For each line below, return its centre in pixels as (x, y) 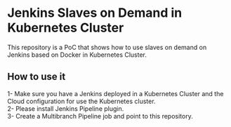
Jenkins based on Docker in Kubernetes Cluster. (77, 55)
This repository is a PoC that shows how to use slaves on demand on (107, 47)
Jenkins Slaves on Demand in (95, 13)
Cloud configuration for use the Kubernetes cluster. (81, 101)
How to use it (37, 77)
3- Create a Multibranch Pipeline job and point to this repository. (100, 116)
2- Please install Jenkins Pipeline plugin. (66, 108)
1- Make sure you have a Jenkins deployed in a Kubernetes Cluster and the (115, 93)
